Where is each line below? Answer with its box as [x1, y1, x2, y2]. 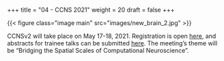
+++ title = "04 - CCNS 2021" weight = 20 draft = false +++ [7, 6, 175, 14]
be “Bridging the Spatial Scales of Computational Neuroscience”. [7, 47, 189, 54]
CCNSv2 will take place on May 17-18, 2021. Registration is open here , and [7, 32, 216, 40]
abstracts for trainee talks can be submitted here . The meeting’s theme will [7, 39, 218, 47]
